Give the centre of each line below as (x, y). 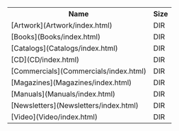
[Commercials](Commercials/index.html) (79, 71)
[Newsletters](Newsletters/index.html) (75, 105)
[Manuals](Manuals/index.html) (63, 94)
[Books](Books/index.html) (56, 37)
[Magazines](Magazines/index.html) (71, 82)
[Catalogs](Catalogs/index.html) (64, 48)
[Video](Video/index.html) (54, 117)
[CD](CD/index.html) (45, 60)
